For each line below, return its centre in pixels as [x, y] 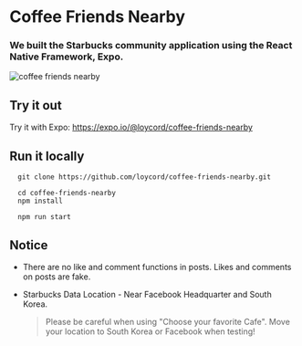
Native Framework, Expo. [67, 57]
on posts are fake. [57, 277]
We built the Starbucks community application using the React [151, 46]
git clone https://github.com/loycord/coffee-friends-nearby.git [145, 177]
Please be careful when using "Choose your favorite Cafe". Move [167, 321]
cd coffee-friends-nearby [67, 194]
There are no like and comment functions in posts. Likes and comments [157, 267]
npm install [41, 201]
